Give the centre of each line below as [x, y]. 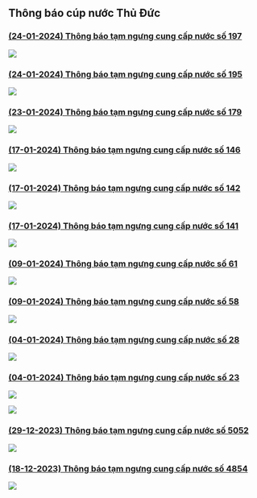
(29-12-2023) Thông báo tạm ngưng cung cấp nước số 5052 [129, 430]
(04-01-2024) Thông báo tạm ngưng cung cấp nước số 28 [124, 339]
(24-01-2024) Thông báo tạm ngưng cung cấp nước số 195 [126, 74]
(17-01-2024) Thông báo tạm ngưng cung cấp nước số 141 [124, 226]
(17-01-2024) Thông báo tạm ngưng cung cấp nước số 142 [124, 188]
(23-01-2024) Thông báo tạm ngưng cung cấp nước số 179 [125, 112]
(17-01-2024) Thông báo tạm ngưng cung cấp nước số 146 [124, 150]
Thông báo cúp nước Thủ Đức [85, 13]
